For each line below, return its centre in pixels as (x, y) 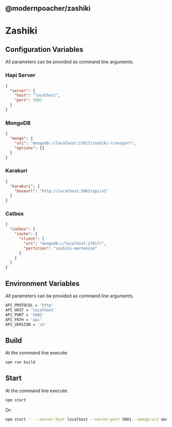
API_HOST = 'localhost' (31, 310)
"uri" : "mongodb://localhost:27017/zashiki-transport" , (76, 143)
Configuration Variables (44, 49)
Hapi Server (20, 75)
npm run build (20, 362)
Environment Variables (42, 283)
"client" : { (31, 239)
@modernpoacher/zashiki (48, 8)
